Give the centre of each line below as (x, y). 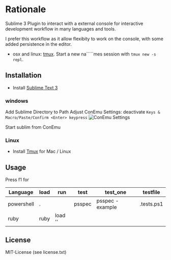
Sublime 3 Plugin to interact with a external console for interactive (74, 23)
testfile (151, 192)
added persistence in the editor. (39, 44)
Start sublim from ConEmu (33, 127)
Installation (23, 76)
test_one (116, 192)
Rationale (26, 9)
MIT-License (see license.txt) (36, 252)
